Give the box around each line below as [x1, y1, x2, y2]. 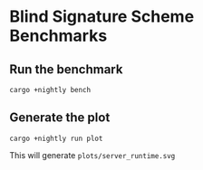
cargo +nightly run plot [9, 134, 103, 143]
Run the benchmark [9, 61, 123, 77]
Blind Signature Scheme [9, 6, 195, 27]
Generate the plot [9, 110, 111, 126]
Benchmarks [9, 25, 108, 46]
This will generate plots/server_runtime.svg [9, 149, 176, 160]
